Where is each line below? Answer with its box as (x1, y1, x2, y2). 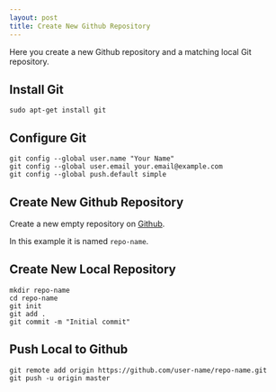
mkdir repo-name (9, 286, 70, 295)
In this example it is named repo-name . (9, 235, 149, 246)
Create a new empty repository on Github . (9, 218, 165, 229)
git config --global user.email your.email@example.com (9, 162, 223, 171)
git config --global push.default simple (9, 170, 167, 179)
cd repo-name (9, 294, 58, 303)
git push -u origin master (9, 373, 111, 383)
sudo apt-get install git (9, 105, 106, 115)
